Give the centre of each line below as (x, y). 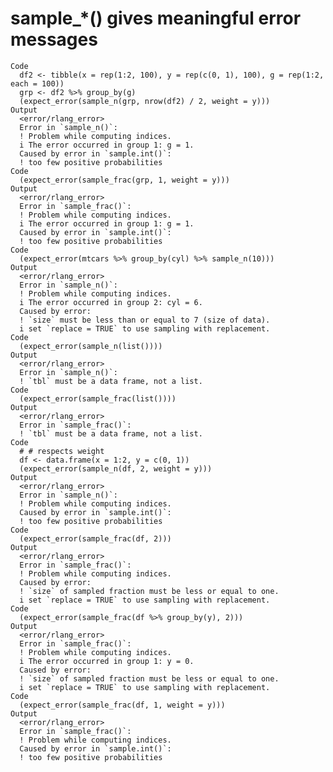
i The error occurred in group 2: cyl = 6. (111, 302)
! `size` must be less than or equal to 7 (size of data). (145, 320)
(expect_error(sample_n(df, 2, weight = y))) (116, 468)
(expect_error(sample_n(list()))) (91, 346)
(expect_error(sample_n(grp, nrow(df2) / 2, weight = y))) (145, 101)
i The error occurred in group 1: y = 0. (107, 661)
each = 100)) (37, 83)
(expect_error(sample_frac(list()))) (98, 398)
